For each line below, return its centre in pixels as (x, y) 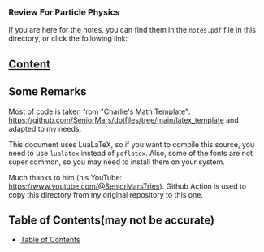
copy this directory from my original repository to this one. (106, 194)
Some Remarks (48, 92)
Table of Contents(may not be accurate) (112, 220)
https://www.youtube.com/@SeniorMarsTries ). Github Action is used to (128, 186)
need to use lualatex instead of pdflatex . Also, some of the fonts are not (131, 153)
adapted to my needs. (45, 128)
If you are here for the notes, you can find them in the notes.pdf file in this (132, 30)
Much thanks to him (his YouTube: (65, 177)
